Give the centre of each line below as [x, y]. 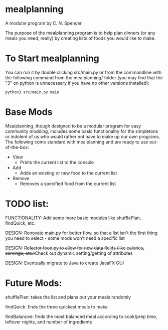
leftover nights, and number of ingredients [49, 321]
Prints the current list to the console [57, 162]
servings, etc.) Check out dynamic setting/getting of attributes [69, 253]
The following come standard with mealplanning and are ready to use [77, 142]
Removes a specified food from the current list [68, 184]
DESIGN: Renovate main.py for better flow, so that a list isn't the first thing [81, 233]
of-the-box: [17, 147]
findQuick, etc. [21, 223]
